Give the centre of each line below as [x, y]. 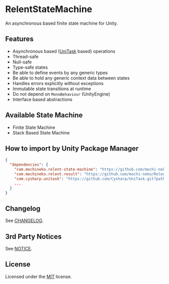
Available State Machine [44, 115]
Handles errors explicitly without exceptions [58, 83]
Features [19, 39]
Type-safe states [30, 67]
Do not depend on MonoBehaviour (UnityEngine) [61, 94]
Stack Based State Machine [41, 132]
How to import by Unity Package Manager [72, 148]
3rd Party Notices [33, 236]
